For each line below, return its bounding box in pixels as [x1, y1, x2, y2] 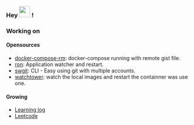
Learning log [14, 106, 46, 113]
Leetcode [14, 113, 38, 120]
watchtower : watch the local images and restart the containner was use [14, 74, 188, 81]
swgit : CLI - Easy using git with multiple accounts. [14, 67, 136, 74]
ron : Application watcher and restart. [14, 61, 104, 68]
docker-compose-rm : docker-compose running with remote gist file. [14, 55, 180, 62]
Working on [6, 27, 40, 35]
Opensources [6, 41, 40, 48]
